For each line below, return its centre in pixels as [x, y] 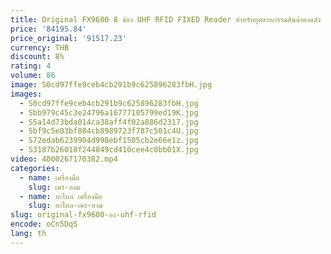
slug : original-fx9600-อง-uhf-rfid [83, 215]
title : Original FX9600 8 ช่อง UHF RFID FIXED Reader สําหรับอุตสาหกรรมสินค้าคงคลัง [166, 19]
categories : [35, 168]
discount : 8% [37, 57]
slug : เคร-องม [54, 187]
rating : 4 [31, 66]
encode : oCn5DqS [44, 224]
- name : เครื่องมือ [49, 177]
